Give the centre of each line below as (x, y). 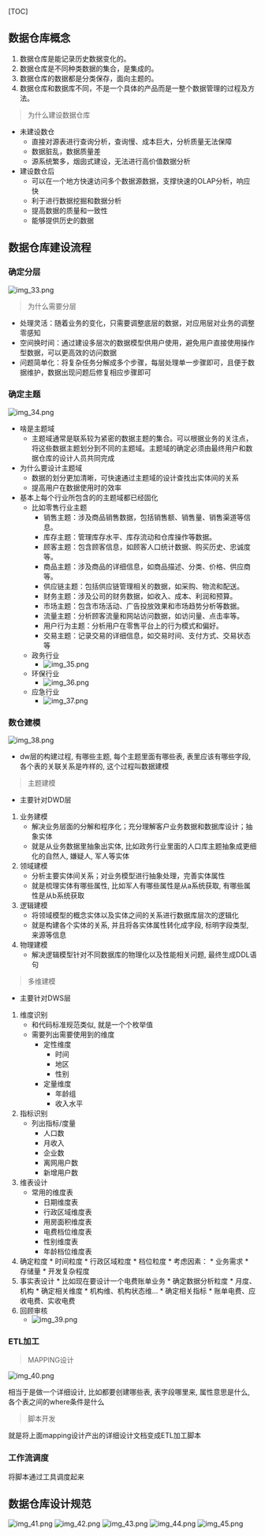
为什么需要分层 (52, 306)
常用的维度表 (52, 1192)
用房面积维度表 (67, 1222)
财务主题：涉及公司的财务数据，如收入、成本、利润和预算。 (140, 596)
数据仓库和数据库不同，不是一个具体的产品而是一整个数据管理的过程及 (134, 88)
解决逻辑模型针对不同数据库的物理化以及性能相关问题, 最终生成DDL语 (144, 955)
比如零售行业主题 (59, 507)
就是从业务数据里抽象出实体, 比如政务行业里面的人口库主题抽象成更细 (144, 846)
